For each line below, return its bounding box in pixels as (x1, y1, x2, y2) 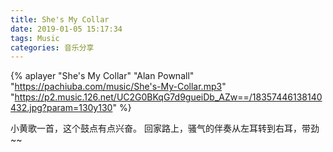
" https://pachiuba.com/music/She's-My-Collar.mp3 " (10, 81, 227, 93)
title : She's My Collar (10, 14, 110, 25)
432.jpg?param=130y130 (10, 102, 113, 114)
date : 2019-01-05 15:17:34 (10, 24, 123, 34)
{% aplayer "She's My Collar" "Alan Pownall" (10, 70, 195, 82)
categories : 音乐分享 (10, 42, 95, 53)
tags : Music (10, 33, 60, 43)
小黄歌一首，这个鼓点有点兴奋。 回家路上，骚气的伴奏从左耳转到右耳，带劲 (10, 122, 320, 135)
